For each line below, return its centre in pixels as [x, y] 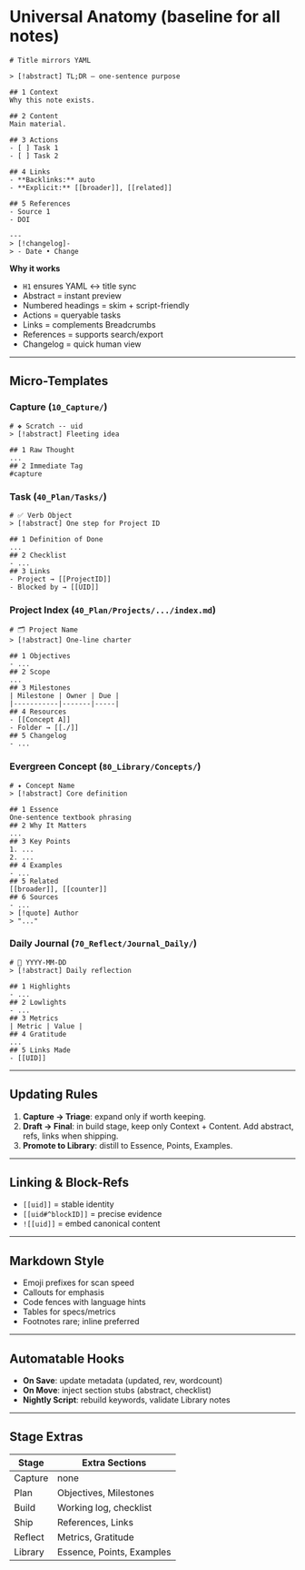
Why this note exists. [52, 100]
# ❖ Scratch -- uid [46, 426]
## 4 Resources [38, 712]
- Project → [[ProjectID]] [60, 579]
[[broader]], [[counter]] [58, 889]
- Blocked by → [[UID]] [54, 587]
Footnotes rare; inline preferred [81, 1322]
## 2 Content [34, 116]
